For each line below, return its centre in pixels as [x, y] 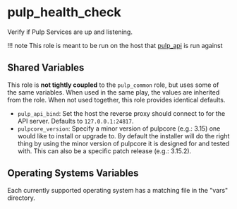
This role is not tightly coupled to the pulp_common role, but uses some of [113, 85]
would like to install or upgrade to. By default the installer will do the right [123, 136]
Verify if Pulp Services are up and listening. [70, 32]
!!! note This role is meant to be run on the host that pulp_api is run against [115, 45]
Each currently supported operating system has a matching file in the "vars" [118, 190]
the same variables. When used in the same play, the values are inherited [114, 92]
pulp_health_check [64, 12]
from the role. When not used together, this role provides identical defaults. [116, 100]
